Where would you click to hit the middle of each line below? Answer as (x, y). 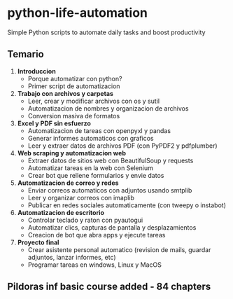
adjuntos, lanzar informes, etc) (72, 257)
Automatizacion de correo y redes (68, 183)
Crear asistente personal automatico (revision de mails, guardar (119, 249)
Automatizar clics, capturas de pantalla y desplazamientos (112, 227)
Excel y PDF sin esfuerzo (54, 123)
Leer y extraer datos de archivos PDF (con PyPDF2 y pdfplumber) (123, 146)
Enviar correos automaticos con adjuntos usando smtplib (110, 190)
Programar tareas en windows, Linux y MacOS (95, 265)
